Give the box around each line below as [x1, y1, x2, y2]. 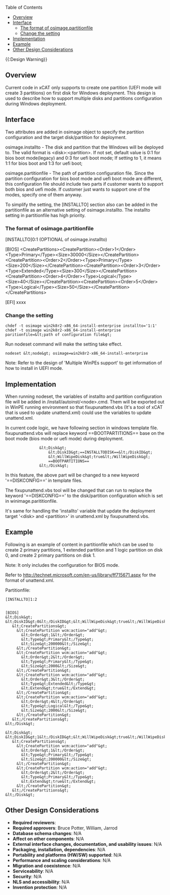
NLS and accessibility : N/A [12, 879, 70, 885]
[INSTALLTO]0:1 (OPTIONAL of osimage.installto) [5, 236, 107, 243]
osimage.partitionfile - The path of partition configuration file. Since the [5, 170, 154, 176]
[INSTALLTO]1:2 [5, 597, 37, 602]
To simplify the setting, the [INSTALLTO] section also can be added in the [5, 201, 158, 208]
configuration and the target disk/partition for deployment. [5, 134, 127, 140]
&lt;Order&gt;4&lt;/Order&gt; [21, 699, 85, 704]
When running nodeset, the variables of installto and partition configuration [5, 393, 162, 400]
